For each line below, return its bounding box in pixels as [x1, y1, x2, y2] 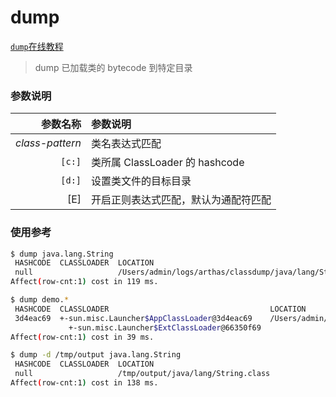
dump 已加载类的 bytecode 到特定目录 [34, 61, 193, 73]
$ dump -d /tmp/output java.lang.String [10, 350, 182, 360]
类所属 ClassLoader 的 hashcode [91, 156, 245, 170]
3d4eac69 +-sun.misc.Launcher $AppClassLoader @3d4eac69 [14, 313, 253, 323]
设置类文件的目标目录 [91, 174, 192, 188]
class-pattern [15, 136, 82, 150]
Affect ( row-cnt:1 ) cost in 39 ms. [10, 332, 155, 342]
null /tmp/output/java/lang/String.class [14, 369, 271, 379]
